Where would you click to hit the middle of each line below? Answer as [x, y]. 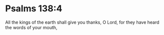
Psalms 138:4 [34, 9]
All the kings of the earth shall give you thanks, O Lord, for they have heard [82, 22]
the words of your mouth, [31, 27]
